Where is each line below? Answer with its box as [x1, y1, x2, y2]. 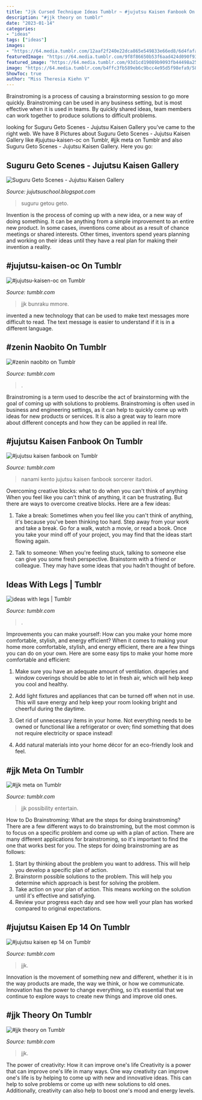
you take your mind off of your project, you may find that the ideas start [14, 531, 192, 539]
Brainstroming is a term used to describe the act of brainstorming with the [6, 393, 189, 400]
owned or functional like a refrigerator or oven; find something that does [14, 723, 194, 730]
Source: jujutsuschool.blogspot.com [6, 188, 96, 195]
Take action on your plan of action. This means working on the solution [14, 886, 191, 893]
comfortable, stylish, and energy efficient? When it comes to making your [6, 637, 188, 644]
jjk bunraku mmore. [20, 300, 69, 308]
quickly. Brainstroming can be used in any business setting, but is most [6, 99, 182, 106]
